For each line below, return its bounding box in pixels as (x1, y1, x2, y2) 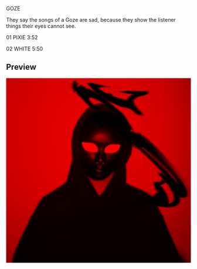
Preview (6, 62, 37, 72)
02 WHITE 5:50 (6, 45, 43, 52)
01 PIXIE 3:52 (6, 34, 38, 40)
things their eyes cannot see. (6, 23, 76, 29)
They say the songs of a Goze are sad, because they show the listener (6, 16, 176, 23)
